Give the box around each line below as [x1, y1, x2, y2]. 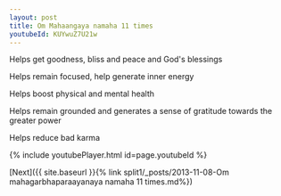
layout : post [9, 12, 58, 22]
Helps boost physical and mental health [9, 88, 154, 99]
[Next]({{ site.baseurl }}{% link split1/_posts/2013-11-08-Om [9, 167, 230, 178]
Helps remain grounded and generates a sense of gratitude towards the [9, 106, 273, 117]
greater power [9, 115, 62, 126]
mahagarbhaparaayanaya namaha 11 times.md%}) [9, 176, 194, 187]
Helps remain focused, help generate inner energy [9, 71, 194, 82]
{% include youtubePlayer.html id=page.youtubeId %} [9, 150, 208, 160]
